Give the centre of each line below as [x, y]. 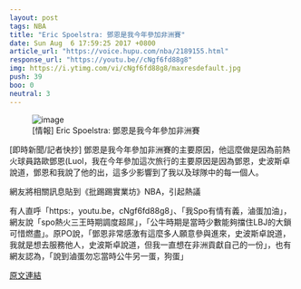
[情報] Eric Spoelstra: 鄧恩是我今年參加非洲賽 [116, 130]
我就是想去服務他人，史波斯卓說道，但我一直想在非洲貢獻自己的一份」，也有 [150, 245]
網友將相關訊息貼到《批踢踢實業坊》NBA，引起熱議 [105, 191]
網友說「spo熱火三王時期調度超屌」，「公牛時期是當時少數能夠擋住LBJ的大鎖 [150, 222]
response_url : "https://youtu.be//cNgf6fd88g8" [101, 60]
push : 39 [26, 77]
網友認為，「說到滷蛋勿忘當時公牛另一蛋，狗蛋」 [99, 255]
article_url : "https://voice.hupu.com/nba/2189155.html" [119, 52]
